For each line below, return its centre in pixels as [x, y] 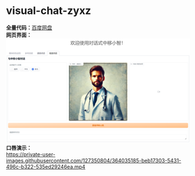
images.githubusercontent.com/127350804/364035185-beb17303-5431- [94, 161]
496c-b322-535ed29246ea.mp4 [46, 167]
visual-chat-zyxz [49, 11]
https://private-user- [31, 154]
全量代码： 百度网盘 [29, 27]
